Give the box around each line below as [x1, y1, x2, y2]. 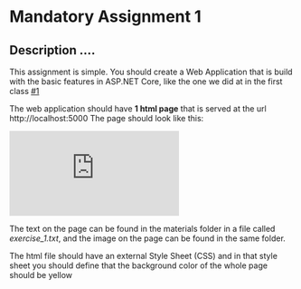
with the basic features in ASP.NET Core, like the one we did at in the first [9, 76, 283, 87]
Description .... [9, 43, 96, 58]
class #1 [9, 86, 40, 96]
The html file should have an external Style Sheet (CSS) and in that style [9, 251, 278, 261]
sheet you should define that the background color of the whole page [9, 260, 268, 271]
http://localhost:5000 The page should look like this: [9, 113, 204, 123]
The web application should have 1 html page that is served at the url [9, 103, 267, 114]
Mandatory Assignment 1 [9, 6, 202, 27]
